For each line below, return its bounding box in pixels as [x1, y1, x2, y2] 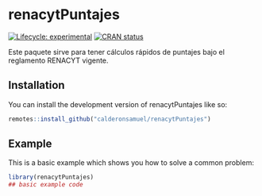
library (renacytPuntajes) [8, 173, 94, 182]
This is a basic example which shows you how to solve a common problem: [8, 158, 254, 167]
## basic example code [8, 181, 83, 189]
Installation [8, 79, 65, 92]
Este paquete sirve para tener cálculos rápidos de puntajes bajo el [8, 47, 225, 56]
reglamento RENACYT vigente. [8, 56, 109, 65]
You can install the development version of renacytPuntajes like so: [8, 99, 228, 109]
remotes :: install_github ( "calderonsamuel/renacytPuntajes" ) [8, 115, 212, 123]
